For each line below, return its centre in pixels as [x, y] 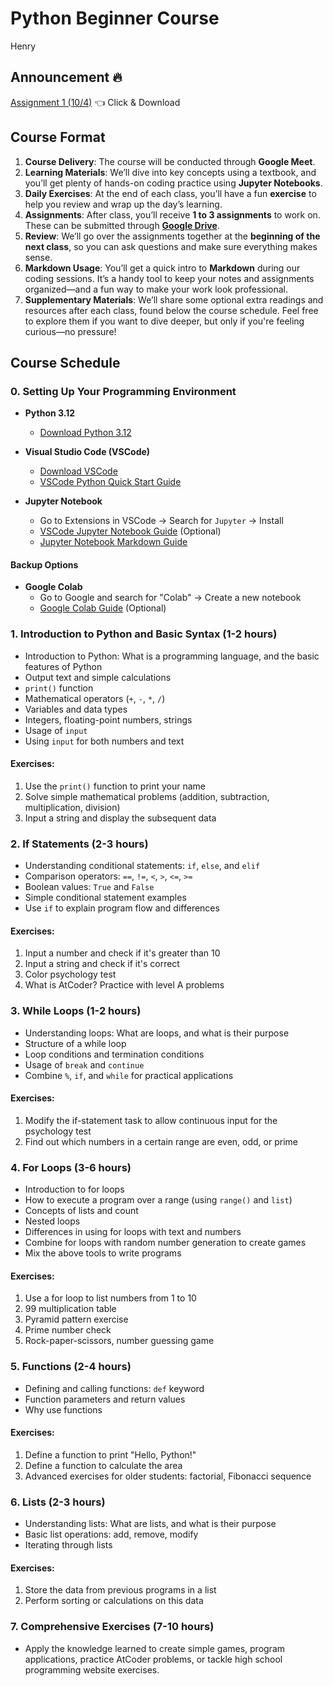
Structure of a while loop [75, 1043]
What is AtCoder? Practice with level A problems [124, 985]
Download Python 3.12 [85, 433]
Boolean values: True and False [89, 887]
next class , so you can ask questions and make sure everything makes [171, 246]
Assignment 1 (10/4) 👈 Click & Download [95, 102]
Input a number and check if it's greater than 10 [122, 953]
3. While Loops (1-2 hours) [76, 1011]
